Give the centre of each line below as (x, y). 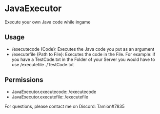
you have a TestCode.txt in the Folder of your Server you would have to (83, 59)
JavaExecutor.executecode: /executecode (54, 92)
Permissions (24, 80)
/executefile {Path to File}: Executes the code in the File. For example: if (83, 54)
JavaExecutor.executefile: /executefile (50, 97)
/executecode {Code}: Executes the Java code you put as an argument (83, 49)
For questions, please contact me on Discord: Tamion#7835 (65, 106)
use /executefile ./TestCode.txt (43, 64)
